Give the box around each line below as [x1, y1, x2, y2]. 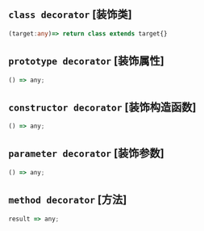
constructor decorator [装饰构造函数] [8, 100, 197, 114]
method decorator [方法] [8, 193, 127, 207]
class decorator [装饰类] [8, 7, 132, 22]
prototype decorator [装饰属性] [8, 54, 164, 68]
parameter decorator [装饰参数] [8, 146, 164, 160]
